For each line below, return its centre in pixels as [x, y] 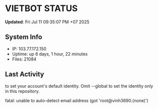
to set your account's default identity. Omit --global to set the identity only [79, 86]
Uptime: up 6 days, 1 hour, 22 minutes [50, 54]
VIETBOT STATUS [41, 8]
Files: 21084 [24, 59]
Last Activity [25, 74]
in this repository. [22, 91]
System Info [24, 37]
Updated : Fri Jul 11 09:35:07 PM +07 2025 [47, 22]
